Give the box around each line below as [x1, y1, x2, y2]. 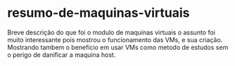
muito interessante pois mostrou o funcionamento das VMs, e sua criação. [7, 35, 223, 44]
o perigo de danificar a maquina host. [7, 51, 116, 59]
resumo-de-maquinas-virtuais [7, 5, 190, 21]
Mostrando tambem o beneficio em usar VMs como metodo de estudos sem [7, 43, 229, 51]
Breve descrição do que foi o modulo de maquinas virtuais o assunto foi [7, 28, 216, 37]
